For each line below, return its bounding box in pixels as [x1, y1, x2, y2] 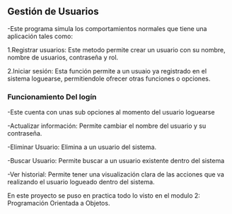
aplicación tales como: [7, 32, 73, 40]
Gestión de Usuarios [7, 6, 99, 18]
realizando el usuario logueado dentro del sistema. [7, 178, 155, 186]
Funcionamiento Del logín [7, 92, 97, 102]
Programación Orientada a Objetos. [7, 199, 110, 208]
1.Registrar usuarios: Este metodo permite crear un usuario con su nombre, [7, 45, 226, 54]
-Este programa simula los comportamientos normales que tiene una [7, 24, 207, 32]
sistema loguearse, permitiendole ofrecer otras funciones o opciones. [7, 74, 211, 83]
